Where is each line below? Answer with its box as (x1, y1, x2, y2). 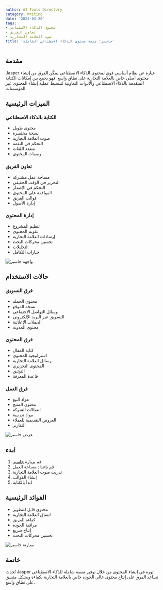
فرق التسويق (5, 287, 33, 294)
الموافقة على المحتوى (12, 189, 52, 195)
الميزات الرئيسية (5, 99, 50, 108)
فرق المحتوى (5, 336, 33, 343)
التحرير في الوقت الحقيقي (12, 179, 60, 185)
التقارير (12, 422, 26, 428)
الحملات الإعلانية (12, 319, 42, 325)
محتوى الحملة (12, 298, 38, 304)
